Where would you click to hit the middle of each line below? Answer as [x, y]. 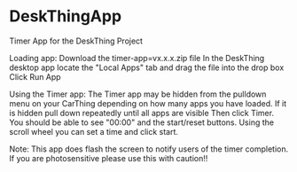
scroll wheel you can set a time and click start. [94, 131]
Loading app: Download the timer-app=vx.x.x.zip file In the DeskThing [137, 58]
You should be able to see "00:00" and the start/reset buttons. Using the [142, 122]
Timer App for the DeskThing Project [76, 41]
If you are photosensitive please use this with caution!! [109, 158]
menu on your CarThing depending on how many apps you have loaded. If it [148, 103]
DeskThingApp [66, 16]
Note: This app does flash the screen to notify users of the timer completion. [149, 149]
